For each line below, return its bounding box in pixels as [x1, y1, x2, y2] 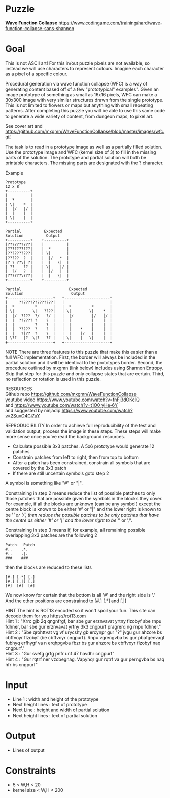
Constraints [5, 764, 56, 776]
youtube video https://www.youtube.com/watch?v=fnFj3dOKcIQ [5, 396, 140, 403]
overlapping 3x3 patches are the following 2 [5, 532, 97, 538]
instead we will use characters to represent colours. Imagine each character [5, 65, 164, 71]
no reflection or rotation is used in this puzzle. [5, 376, 101, 382]
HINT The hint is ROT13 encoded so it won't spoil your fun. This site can [5, 607, 156, 613]
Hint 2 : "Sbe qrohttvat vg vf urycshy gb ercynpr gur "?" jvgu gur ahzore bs [5, 629, 162, 635]
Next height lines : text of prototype [12, 701, 87, 707]
